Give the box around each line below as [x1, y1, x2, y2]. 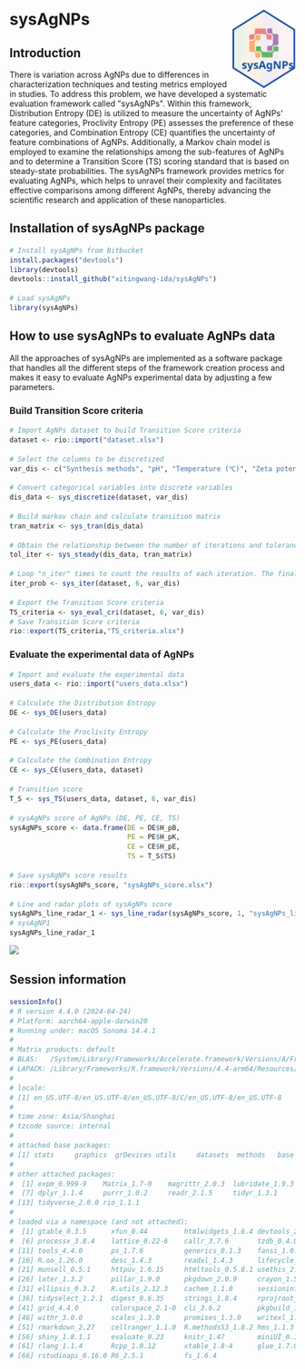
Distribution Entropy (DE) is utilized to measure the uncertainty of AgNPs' [9, 108, 283, 118]
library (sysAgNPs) [9, 304, 79, 313]
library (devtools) [9, 265, 79, 274]
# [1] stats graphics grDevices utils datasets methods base [9, 1150, 295, 1159]
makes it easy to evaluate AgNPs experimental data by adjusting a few [9, 372, 272, 383]
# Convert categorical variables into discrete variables [9, 484, 233, 493]
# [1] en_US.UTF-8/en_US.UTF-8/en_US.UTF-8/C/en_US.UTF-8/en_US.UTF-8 [9, 1093, 282, 1102]
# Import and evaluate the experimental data [9, 670, 184, 680]
